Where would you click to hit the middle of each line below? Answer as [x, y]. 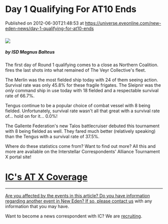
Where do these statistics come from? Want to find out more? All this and [80, 146]
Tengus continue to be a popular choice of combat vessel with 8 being [78, 105]
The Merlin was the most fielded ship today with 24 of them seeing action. [82, 80]
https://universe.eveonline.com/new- [123, 23]
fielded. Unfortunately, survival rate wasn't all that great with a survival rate [82, 111]
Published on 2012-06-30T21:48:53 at [44, 23]
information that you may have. [37, 206]
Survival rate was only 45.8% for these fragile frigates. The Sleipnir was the [83, 85]
